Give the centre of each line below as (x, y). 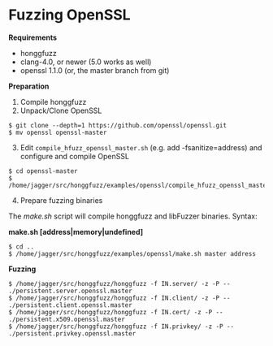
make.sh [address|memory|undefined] (76, 231)
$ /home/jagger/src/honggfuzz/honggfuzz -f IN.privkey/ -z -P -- (121, 327)
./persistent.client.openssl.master (70, 305)
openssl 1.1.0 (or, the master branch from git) (95, 70)
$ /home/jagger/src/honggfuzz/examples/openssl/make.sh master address (132, 253)
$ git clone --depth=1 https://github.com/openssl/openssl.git (118, 125)
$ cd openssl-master (43, 171)
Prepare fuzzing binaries (61, 200)
